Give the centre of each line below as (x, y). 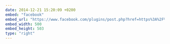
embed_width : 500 (24, 24)
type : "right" (20, 33)
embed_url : (17, 19)
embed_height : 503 (25, 29)
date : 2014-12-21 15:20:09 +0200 (40, 10)
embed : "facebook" (25, 15)
